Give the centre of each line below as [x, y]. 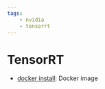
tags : [15, 13]
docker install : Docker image [57, 78]
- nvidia [32, 20]
